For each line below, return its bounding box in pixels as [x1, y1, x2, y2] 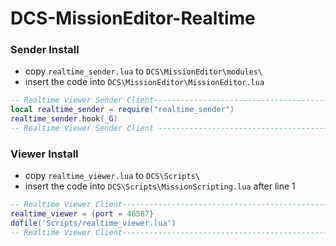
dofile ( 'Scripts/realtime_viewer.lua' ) [10, 218, 177, 229]
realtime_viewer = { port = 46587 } [10, 209, 155, 219]
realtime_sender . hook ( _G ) [10, 114, 118, 124]
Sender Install [10, 43, 80, 57]
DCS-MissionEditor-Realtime [10, 7, 256, 30]
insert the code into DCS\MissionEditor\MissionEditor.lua [24, 76, 265, 88]
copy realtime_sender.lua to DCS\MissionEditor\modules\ [24, 65, 263, 77]
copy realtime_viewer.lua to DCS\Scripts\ [24, 170, 200, 182]
